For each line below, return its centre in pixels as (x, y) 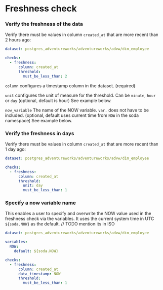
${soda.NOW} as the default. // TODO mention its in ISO (60, 224)
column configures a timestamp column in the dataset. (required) (70, 86)
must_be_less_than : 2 (45, 76)
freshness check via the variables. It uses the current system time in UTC (80, 219)
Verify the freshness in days (40, 133)
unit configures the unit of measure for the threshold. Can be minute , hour (81, 95)
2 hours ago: (18, 40)
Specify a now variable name (41, 203)
